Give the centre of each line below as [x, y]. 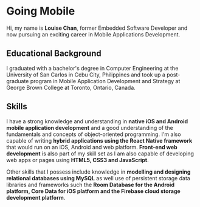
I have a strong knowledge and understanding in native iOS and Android [97, 121]
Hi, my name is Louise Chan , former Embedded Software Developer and [97, 28]
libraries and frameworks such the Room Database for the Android [91, 185]
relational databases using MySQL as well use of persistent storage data [98, 178]
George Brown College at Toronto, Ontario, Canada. [71, 87]
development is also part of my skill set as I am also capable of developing [100, 154]
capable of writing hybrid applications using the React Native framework [99, 140]
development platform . [36, 197]
